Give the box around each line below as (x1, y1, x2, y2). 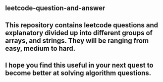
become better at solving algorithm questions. (5, 69, 152, 78)
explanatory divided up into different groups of (5, 28, 153, 37)
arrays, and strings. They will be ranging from (5, 36, 149, 45)
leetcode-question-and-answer (5, 4, 106, 12)
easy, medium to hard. (5, 44, 76, 53)
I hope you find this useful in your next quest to (5, 61, 154, 70)
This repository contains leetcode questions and (5, 21, 159, 29)
